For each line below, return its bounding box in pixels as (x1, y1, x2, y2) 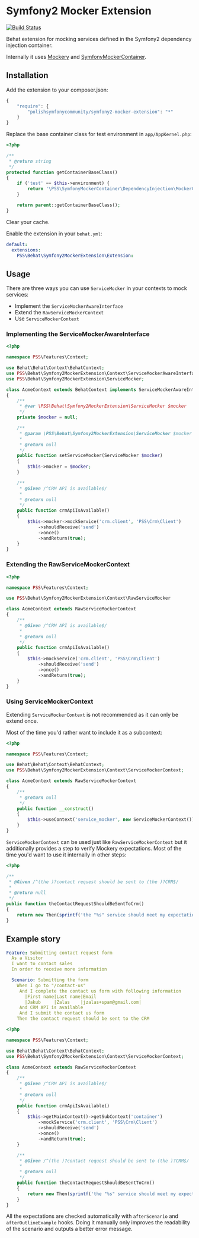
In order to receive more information (11, 966, 108, 972)
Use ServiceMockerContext (14, 315, 79, 322)
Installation (6, 70, 49, 81)
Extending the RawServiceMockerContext (6, 560, 130, 569)
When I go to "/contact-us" (17, 982, 86, 988)
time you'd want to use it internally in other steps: (6, 851, 127, 858)
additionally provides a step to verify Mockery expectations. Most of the (6, 845, 182, 852)
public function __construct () (17, 805, 94, 812)
